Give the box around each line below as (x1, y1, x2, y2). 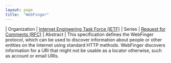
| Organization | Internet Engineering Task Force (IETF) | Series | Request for (5, 26, 166, 32)
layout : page (5, 7, 33, 13)
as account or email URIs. (5, 52, 59, 58)
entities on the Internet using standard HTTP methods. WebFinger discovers (5, 42, 166, 48)
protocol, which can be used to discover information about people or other (5, 36, 162, 43)
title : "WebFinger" (5, 12, 50, 17)
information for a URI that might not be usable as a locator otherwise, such (5, 47, 162, 53)
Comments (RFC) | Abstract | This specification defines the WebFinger (5, 31, 154, 37)
